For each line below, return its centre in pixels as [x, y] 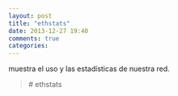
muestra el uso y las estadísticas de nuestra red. [89, 69]
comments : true [34, 38]
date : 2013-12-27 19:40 [49, 31]
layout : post [30, 16]
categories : [28, 46]
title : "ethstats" [39, 23]
